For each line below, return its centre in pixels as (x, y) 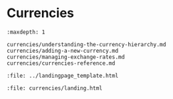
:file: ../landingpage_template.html (63, 75)
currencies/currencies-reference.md (61, 63)
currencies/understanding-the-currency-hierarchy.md (86, 44)
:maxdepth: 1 (26, 32)
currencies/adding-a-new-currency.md (63, 51)
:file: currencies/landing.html (54, 88)
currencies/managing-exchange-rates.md (66, 57)
